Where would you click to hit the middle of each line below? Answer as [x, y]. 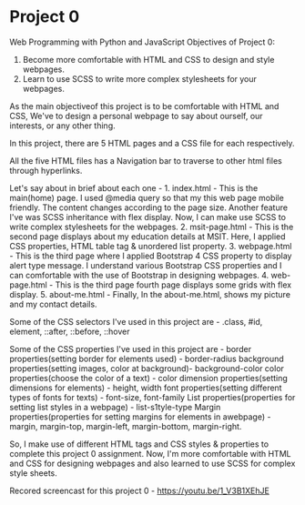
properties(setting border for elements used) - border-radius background [147, 359]
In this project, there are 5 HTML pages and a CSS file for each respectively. [152, 143]
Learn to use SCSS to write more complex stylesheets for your [140, 78]
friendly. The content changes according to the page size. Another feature [149, 207]
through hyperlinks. [46, 170]
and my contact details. [53, 304]
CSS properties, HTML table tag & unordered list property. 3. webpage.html [151, 246]
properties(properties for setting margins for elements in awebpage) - [140, 417]
